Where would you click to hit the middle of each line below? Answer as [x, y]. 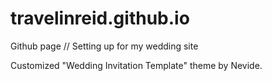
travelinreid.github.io [100, 18]
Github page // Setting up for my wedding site [104, 46]
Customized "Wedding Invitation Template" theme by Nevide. [136, 65]
